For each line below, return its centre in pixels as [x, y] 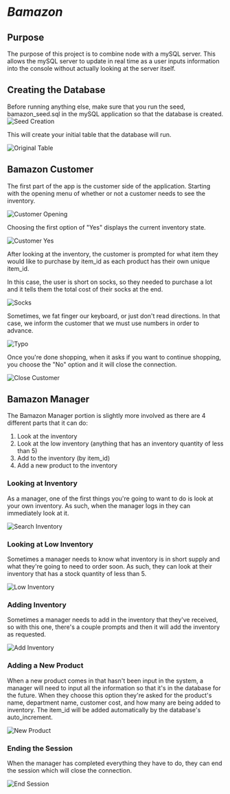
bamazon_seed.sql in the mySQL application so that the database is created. [115, 113]
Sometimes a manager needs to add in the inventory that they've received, [113, 620]
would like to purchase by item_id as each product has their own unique [109, 261]
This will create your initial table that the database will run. [89, 134]
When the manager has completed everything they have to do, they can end [115, 763]
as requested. [27, 635]
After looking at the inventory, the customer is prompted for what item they [113, 254]
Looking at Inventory [42, 483]
